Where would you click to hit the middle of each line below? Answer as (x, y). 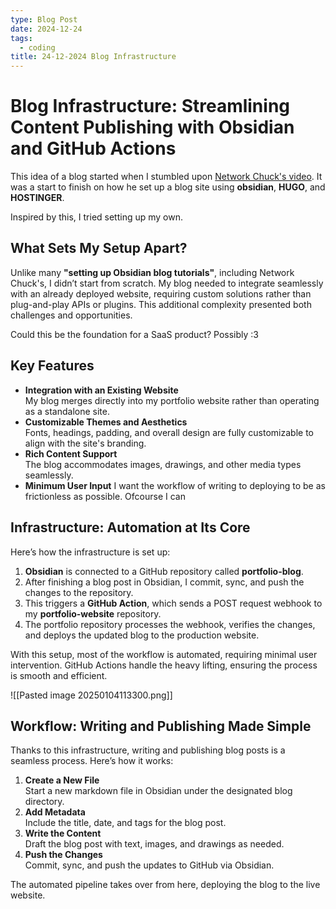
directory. (44, 802)
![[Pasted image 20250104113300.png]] (91, 695)
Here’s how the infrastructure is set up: (90, 552)
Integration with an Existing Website (101, 390)
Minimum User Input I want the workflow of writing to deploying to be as (175, 485)
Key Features (52, 366)
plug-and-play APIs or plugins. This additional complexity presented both (161, 304)
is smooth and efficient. (59, 675)
